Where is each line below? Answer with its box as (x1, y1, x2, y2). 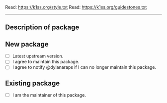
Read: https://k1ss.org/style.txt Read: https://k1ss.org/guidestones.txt (5, 4, 147, 10)
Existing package (5, 79, 60, 87)
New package (5, 40, 49, 49)
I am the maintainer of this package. (12, 92, 86, 98)
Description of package (5, 23, 80, 32)
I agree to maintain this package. (12, 59, 80, 65)
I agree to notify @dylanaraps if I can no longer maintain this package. (12, 64, 157, 70)
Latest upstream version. (12, 53, 64, 59)
